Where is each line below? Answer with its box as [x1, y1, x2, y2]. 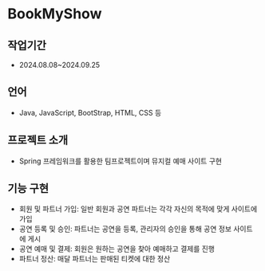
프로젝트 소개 [7, 133, 69, 147]
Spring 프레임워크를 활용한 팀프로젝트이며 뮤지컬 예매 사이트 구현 [18, 156, 223, 166]
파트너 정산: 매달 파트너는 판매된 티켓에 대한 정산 [18, 254, 171, 264]
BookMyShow [7, 5, 102, 23]
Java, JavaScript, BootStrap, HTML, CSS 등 [18, 108, 162, 117]
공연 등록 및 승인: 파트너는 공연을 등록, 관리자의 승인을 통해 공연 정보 [18, 224, 232, 234]
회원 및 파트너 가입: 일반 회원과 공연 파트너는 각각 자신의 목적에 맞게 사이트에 [18, 204, 258, 214]
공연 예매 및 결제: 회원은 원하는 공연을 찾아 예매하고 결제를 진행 [18, 244, 215, 253]
